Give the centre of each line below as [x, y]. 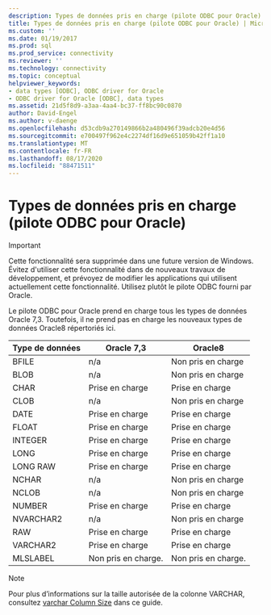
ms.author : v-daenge [43, 121]
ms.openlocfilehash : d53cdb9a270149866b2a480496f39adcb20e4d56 [117, 128]
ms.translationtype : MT [48, 143]
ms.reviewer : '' [35, 61]
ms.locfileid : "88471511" [52, 166]
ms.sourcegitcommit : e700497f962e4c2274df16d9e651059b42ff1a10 [117, 136]
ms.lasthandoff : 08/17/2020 [56, 158]
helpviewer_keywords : [45, 83]
